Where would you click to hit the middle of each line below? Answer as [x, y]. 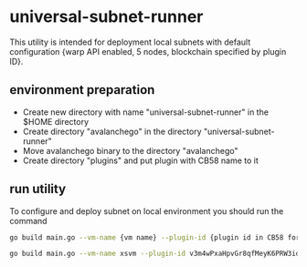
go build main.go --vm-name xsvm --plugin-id [97, 254]
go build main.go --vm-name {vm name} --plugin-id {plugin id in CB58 [147, 237]
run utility [38, 189]
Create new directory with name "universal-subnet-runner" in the [146, 112]
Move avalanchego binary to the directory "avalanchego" [130, 150]
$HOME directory [56, 121]
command [28, 221]
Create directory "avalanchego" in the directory [112, 131]
